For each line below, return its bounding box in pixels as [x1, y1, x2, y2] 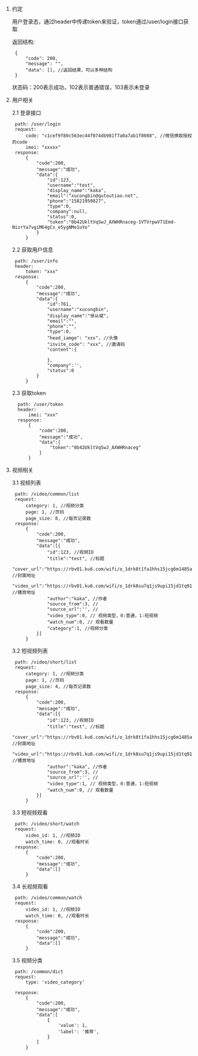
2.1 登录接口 [11, 109, 41, 116]
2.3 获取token [11, 390, 46, 396]
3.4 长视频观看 [11, 883, 49, 890]
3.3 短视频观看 [11, 809, 48, 816]
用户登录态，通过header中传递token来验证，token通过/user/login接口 [11, 18, 184, 25]
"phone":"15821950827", [47, 198, 107, 204]
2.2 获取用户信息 [11, 246, 53, 253]
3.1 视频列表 [11, 479, 41, 486]
